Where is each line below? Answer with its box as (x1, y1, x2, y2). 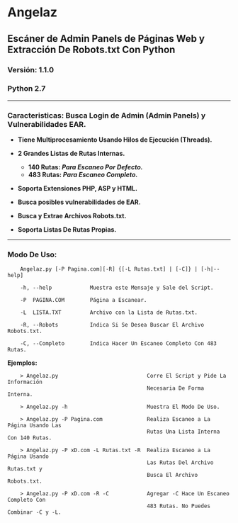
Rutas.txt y (7, 466, 42, 473)
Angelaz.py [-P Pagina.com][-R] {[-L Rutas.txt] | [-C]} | (20, 266, 198, 273)
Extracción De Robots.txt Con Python (7, 43, 176, 55)
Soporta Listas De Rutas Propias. (17, 225, 117, 234)
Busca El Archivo (147, 472, 198, 479)
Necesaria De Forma (147, 385, 204, 392)
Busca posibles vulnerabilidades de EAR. (17, 198, 141, 206)
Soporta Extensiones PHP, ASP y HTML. (17, 184, 138, 193)
